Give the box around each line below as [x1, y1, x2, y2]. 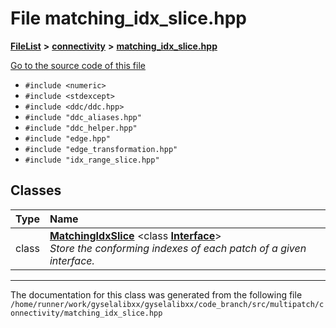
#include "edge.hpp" [24, 133, 111, 144]
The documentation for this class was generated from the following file [10, 288, 303, 301]
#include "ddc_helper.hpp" [24, 123, 138, 133]
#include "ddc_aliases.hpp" [24, 112, 142, 122]
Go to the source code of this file [10, 59, 146, 71]
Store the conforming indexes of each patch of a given [49, 241, 307, 255]
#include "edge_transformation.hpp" [24, 144, 178, 154]
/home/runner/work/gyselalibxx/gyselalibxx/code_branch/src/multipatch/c [10, 299, 325, 309]
